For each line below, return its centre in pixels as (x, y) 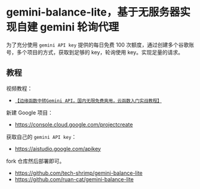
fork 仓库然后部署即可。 (36, 161)
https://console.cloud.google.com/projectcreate (74, 124)
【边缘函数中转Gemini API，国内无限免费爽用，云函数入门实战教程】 (88, 101)
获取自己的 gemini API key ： (41, 137)
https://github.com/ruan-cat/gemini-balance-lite (74, 179)
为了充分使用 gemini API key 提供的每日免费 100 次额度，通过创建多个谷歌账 (100, 45)
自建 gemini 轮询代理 (68, 27)
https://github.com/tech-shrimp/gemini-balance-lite (79, 173)
